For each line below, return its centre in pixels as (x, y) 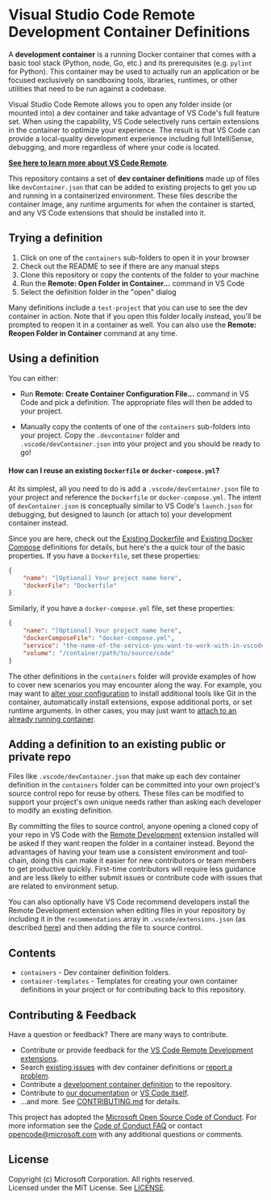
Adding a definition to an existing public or (117, 744)
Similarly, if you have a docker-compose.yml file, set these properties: (122, 608)
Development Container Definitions (129, 32)
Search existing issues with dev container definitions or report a (126, 1067)
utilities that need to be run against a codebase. (88, 88)
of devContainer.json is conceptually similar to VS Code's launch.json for (131, 505)
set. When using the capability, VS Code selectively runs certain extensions (134, 121)
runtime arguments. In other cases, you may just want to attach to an (123, 710)
